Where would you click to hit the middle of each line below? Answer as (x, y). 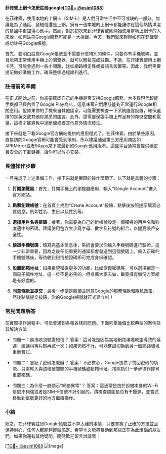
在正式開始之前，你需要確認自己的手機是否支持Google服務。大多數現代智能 (82, 98)
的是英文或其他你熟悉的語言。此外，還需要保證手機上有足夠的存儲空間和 (83, 117)
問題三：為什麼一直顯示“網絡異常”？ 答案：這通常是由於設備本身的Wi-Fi (85, 385)
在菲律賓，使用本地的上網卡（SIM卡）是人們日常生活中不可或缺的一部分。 (81, 18)
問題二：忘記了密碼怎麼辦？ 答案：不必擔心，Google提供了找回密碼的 (83, 362)
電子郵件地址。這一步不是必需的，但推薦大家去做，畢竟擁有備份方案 (86, 274)
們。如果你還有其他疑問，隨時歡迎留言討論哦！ (53, 436)
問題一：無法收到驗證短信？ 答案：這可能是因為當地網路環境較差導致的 (84, 339)
